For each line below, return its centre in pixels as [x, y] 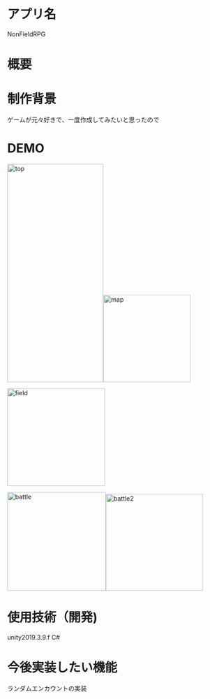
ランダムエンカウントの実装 [47, 688]
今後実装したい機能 [62, 668]
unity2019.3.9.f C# [34, 637]
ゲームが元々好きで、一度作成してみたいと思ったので [83, 120]
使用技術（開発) [52, 618]
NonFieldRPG [27, 34]
